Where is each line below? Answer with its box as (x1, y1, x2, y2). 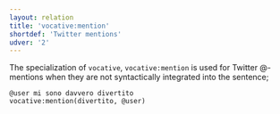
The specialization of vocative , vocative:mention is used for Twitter (9, 62, 258, 73)
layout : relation (9, 12, 74, 22)
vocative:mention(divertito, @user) (9, 97, 146, 106)
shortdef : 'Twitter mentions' (9, 29, 123, 38)
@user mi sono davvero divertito (9, 89, 134, 98)
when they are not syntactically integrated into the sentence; (45, 72, 269, 83)
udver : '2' (9, 37, 50, 47)
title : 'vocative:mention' (9, 21, 110, 30)
